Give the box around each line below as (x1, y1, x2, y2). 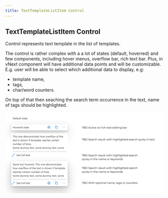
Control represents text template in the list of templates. (5, 41, 121, 47)
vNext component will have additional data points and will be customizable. (5, 61, 161, 68)
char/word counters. (12, 87, 55, 93)
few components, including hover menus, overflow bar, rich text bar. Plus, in (5, 56, 163, 62)
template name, (12, 76, 45, 83)
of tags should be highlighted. (5, 102, 67, 108)
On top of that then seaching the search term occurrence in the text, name (5, 97, 159, 103)
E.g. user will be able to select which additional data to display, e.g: (5, 67, 144, 73)
